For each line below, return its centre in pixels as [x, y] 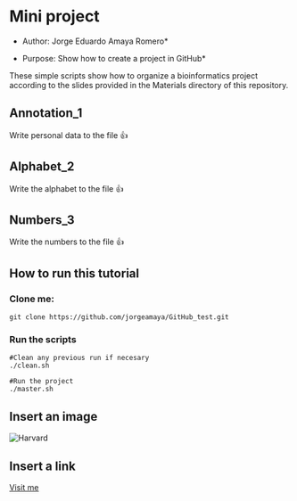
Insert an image [54, 416]
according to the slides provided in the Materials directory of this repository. [149, 85]
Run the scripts [43, 339]
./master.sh [31, 390]
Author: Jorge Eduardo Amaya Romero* [95, 41]
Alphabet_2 [42, 167]
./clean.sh [29, 366]
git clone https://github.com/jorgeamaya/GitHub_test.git [119, 317]
